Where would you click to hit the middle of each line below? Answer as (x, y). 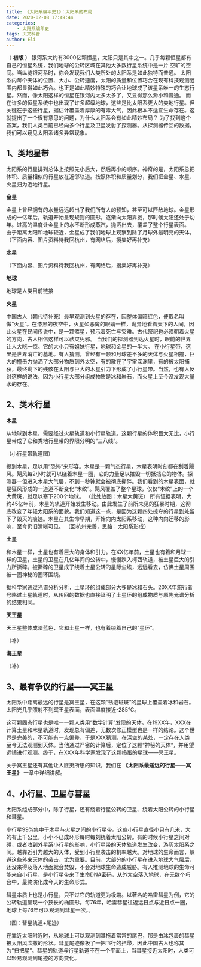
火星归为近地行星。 (30, 184)
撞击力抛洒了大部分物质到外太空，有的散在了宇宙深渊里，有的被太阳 (100, 361)
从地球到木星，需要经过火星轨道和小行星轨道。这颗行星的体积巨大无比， (95, 433)
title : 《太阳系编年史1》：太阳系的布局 (49, 12)
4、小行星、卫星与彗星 (48, 794)
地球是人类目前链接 (30, 291)
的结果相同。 (22, 602)
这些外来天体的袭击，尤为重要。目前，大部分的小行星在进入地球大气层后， (103, 859)
